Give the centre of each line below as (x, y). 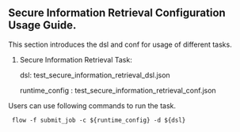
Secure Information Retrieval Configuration (117, 13)
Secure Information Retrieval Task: (76, 59)
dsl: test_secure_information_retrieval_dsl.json (95, 75)
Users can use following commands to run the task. (92, 105)
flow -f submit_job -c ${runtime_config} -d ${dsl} (99, 120)
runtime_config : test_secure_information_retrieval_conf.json (118, 90)
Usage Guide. (42, 26)
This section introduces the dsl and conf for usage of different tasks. (120, 44)
